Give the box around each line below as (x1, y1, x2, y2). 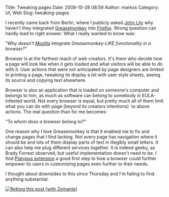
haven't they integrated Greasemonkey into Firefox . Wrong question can (5, 25, 157, 31)
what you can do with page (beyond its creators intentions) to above (5, 103, 150, 109)
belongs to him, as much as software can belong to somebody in (5, 93, 141, 98)
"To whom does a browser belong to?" (5, 119, 87, 124)
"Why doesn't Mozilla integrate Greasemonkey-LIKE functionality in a (5, 40, 151, 46)
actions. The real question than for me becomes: (5, 109, 107, 115)
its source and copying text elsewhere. (5, 77, 87, 83)
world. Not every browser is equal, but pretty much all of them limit (23, 98, 164, 104)
